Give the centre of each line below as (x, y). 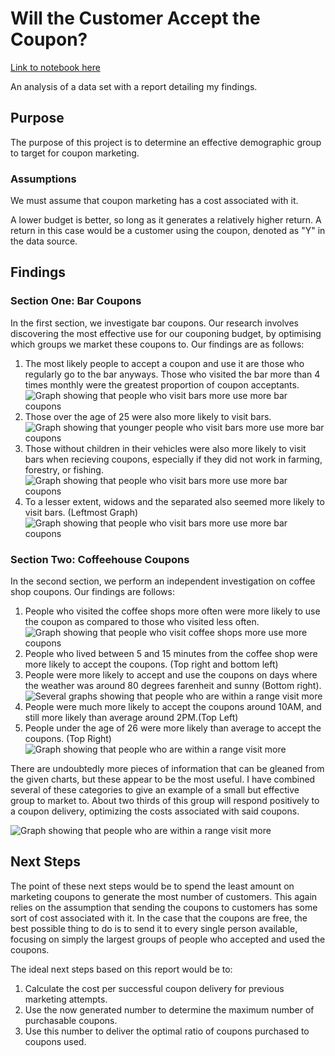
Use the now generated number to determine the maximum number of (169, 1009)
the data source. (44, 241)
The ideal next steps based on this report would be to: (121, 969)
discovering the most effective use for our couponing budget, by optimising (166, 333)
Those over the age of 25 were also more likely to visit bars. (148, 416)
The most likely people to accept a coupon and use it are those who (164, 363)
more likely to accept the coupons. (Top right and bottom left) (151, 664)
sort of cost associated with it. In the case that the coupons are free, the (159, 918)
